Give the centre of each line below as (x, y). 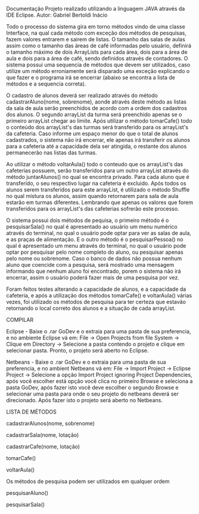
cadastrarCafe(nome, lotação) (43, 446)
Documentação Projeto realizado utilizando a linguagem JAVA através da (96, 9)
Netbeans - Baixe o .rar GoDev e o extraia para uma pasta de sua (86, 362)
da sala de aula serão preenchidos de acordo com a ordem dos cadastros (97, 108)
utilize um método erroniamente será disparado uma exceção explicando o (98, 71)
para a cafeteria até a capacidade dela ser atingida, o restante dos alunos (97, 146)
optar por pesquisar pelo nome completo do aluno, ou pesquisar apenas (95, 252)
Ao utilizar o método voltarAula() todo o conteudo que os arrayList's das (95, 164)
